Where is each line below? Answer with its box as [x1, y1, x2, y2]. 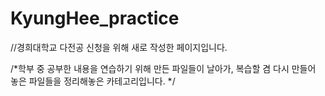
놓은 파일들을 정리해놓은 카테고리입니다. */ [10, 75, 176, 87]
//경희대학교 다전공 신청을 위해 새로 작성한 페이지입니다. [10, 41, 228, 53]
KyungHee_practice [10, 7, 180, 30]
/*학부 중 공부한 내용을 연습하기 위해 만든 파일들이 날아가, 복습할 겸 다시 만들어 [10, 62, 317, 74]
